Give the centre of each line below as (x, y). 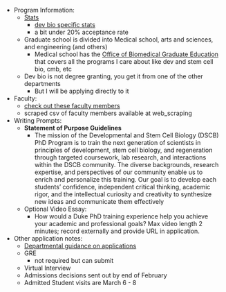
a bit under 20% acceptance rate (82, 32)
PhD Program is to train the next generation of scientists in (117, 143)
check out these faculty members (72, 106)
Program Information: (44, 10)
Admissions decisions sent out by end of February (95, 275)
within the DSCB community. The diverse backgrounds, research (126, 165)
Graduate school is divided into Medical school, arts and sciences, (119, 40)
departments (42, 84)
